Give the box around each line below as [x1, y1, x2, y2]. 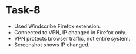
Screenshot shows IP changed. [14, 41, 89, 48]
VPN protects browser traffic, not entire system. [14, 35, 131, 42]
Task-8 [5, 3, 41, 17]
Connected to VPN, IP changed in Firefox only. [14, 28, 127, 35]
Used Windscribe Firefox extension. [14, 23, 101, 30]
